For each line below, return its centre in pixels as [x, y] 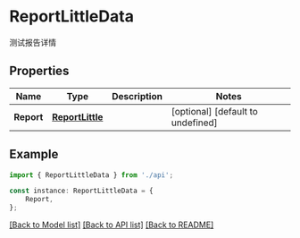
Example [34, 154]
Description [137, 96]
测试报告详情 [33, 42]
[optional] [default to [215, 111]
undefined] [194, 123]
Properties [39, 71]
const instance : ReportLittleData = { [81, 191]
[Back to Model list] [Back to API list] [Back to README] [112, 225]
